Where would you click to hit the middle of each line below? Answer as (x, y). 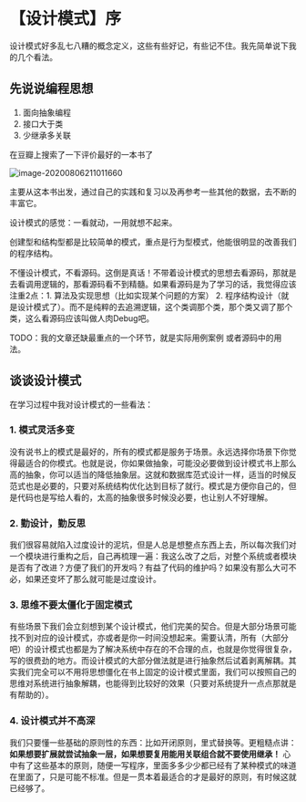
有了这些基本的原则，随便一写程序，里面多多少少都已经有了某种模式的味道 (157, 765)
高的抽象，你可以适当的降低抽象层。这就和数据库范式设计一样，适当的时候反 (153, 474)
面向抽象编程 (46, 112)
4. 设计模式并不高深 (52, 721)
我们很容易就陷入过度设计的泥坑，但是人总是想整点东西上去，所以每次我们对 (153, 545)
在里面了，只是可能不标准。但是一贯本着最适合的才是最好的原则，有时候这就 (153, 776)
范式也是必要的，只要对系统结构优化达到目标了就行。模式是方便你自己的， (149, 485)
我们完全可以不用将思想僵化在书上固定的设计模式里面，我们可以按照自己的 (157, 672)
